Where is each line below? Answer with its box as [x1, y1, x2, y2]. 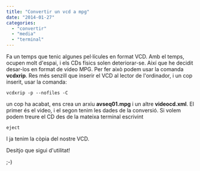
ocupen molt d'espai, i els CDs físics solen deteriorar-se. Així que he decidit [6, 59, 193, 66]
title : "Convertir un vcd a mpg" [6, 8, 90, 15]
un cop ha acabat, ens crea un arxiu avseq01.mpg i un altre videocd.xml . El [6, 100, 195, 108]
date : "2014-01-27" [6, 14, 55, 20]
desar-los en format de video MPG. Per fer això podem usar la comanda [6, 66, 184, 72]
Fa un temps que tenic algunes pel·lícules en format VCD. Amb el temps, [6, 53, 184, 60]
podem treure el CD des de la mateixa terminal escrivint [6, 113, 144, 120]
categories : [6, 20, 36, 26]
